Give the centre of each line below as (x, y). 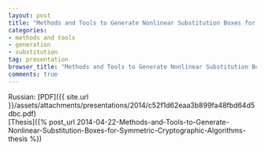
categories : (28, 30)
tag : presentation (38, 60)
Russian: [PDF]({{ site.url (49, 96)
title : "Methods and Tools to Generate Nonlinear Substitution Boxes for (132, 23)
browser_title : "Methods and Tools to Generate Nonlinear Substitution (128, 67)
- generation (30, 45)
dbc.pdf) (22, 113)
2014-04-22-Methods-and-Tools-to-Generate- (153, 122)
